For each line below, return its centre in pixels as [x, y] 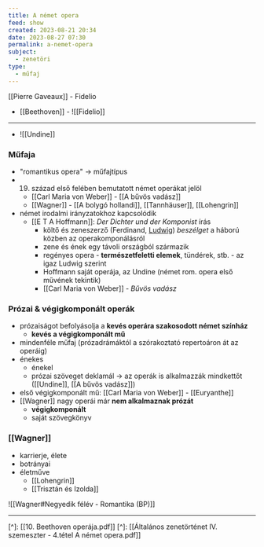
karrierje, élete [43, 455]
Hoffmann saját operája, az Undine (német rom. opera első [138, 271]
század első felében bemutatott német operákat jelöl [116, 188]
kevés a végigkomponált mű [78, 334]
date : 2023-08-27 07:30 [47, 37]
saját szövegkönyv [61, 418]
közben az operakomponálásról [94, 238]
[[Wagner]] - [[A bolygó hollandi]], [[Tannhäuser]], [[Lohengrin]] [135, 204]
